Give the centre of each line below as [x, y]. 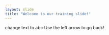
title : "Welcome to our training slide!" [48, 14]
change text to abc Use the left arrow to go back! [55, 27]
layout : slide [20, 9]
